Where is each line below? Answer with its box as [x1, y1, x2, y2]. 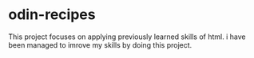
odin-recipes [8, 6, 96, 24]
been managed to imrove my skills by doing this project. [8, 40, 192, 49]
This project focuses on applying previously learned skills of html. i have [8, 32, 246, 41]
